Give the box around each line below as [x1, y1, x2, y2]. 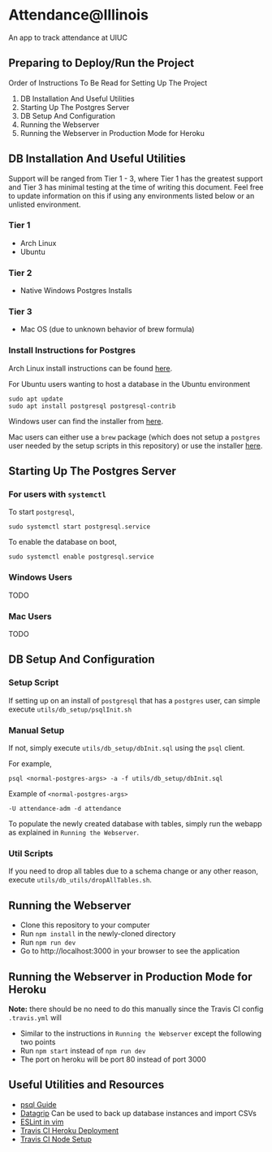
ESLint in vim [19, 1117, 64, 1127]
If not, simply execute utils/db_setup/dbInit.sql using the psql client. [8, 743, 245, 753]
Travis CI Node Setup [19, 1134, 92, 1144]
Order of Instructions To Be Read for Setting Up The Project [8, 77, 208, 87]
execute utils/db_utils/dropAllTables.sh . [8, 875, 153, 885]
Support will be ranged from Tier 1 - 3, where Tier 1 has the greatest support [8, 173, 264, 183]
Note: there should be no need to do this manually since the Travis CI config [8, 1004, 264, 1014]
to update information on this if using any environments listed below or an [8, 191, 255, 200]
